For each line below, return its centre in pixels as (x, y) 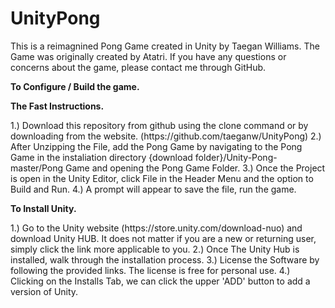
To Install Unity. (43, 208)
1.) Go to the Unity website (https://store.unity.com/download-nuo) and (156, 228)
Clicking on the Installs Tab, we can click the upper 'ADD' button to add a (160, 281)
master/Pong (37, 168)
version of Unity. (44, 291)
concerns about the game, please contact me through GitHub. (138, 67)
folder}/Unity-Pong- (236, 157)
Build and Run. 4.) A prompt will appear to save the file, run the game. (153, 189)
